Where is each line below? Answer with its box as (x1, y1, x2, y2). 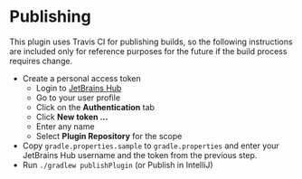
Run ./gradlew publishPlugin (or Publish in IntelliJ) (22, 159, 214, 170)
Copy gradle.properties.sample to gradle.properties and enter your (22, 140, 280, 151)
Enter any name (35, 120, 95, 132)
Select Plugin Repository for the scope (35, 130, 183, 141)
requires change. (9, 55, 73, 66)
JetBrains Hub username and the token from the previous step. (22, 149, 258, 160)
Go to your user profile (35, 92, 120, 103)
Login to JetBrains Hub (35, 82, 122, 93)
